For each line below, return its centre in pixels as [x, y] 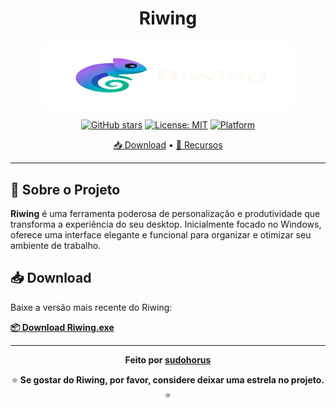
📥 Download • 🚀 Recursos [168, 145]
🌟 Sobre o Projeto [65, 189]
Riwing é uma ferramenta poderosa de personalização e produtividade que [165, 213]
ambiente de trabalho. [56, 245]
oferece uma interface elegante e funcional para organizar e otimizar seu [161, 234]
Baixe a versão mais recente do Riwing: [91, 307]
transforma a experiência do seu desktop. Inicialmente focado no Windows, [166, 224]
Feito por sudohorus [168, 359]
